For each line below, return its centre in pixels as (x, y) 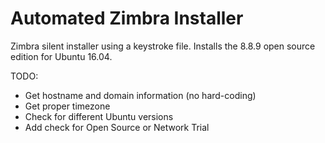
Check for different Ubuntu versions (99, 116)
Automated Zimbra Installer (127, 18)
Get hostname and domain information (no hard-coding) (140, 95)
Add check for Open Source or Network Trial (117, 127)
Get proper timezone (67, 106)
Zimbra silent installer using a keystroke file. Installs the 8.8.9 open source (163, 46)
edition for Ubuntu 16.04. (61, 56)
